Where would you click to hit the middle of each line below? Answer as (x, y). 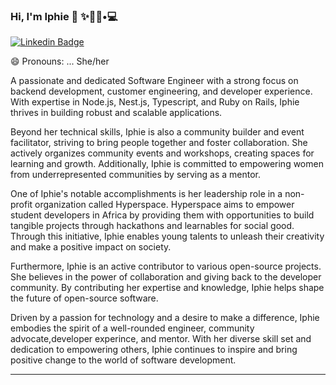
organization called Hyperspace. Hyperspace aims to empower (164, 205)
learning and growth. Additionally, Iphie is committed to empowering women (167, 164)
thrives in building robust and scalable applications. (116, 113)
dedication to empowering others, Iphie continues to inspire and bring (154, 350)
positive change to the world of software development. (123, 360)
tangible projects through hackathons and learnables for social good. (152, 226)
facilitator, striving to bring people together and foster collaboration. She (159, 143)
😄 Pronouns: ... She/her (60, 61)
